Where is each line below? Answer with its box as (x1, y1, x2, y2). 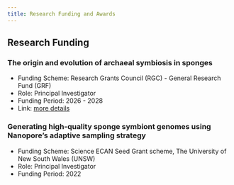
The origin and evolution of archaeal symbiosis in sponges (7, 57, 213, 67)
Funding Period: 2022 (17, 169, 82, 178)
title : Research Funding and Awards (7, 10, 116, 18)
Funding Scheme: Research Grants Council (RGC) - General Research (17, 74, 221, 82)
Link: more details (17, 104, 70, 113)
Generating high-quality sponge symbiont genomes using (7, 122, 211, 132)
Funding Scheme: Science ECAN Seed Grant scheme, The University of (17, 147, 227, 155)
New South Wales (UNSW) (17, 154, 96, 163)
